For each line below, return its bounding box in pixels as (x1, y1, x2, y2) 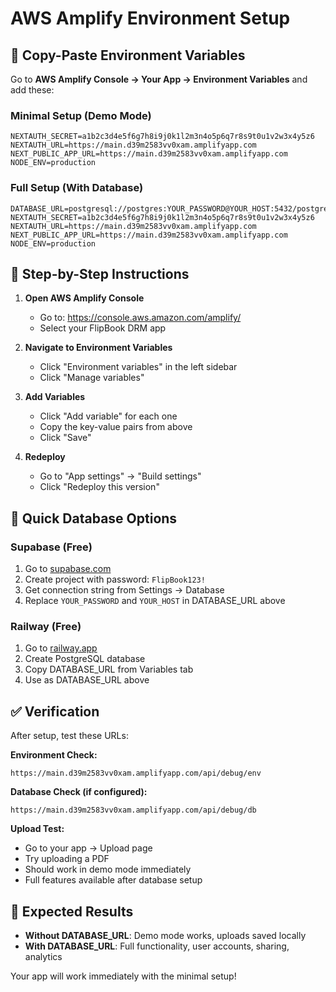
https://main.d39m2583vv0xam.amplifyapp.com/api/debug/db (10, 805, 257, 816)
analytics (24, 951, 63, 963)
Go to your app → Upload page (24, 842, 153, 854)
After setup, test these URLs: (10, 730, 129, 742)
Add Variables (24, 391, 86, 403)
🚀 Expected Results (10, 903, 134, 920)
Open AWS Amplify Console (24, 292, 145, 304)
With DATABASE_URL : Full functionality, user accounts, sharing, (24, 940, 290, 952)
